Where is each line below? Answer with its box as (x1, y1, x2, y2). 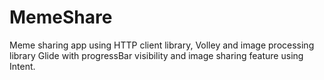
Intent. (9, 60, 36, 72)
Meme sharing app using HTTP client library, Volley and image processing (9, 39, 315, 51)
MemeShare (9, 6, 113, 29)
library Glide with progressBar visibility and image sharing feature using (9, 49, 304, 61)
